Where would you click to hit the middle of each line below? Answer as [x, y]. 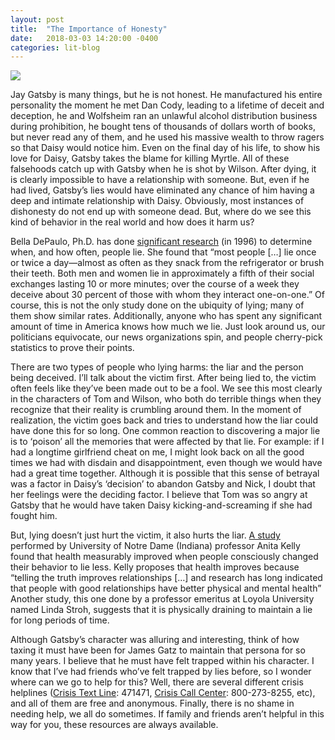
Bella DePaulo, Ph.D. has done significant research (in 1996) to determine [161, 242]
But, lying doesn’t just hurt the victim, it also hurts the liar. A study [145, 535]
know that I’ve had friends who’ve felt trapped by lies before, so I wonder [161, 672]
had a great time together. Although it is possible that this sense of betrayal [165, 473]
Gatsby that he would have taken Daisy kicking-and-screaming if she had [161, 505]
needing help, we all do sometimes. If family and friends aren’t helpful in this [167, 714]
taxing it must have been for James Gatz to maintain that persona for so [158, 650]
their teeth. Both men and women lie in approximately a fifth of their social [162, 273]
